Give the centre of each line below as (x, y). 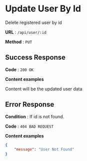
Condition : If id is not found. (35, 116)
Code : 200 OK (19, 69)
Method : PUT (19, 42)
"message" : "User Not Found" (44, 150)
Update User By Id (43, 9)
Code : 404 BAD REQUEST (29, 126)
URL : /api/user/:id (26, 32)
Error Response (30, 104)
